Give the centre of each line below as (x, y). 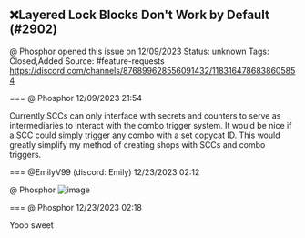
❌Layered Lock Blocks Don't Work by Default (140, 15)
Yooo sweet (32, 225)
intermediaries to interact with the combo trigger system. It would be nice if (151, 125)
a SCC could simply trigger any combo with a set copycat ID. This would (145, 135)
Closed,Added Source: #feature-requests (87, 61)
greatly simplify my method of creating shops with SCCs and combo (137, 144)
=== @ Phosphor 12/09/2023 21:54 (76, 98)
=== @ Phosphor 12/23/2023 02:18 (76, 207)
